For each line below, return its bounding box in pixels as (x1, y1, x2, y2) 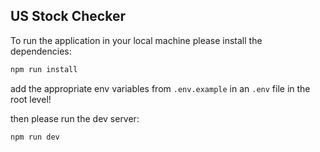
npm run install (10, 64, 78, 74)
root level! (10, 93, 52, 105)
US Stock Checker (10, 8, 126, 25)
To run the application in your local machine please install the (10, 34, 263, 46)
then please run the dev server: (10, 112, 140, 124)
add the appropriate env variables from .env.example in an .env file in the (10, 82, 311, 94)
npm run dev (10, 132, 60, 142)
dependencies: (10, 45, 72, 57)
